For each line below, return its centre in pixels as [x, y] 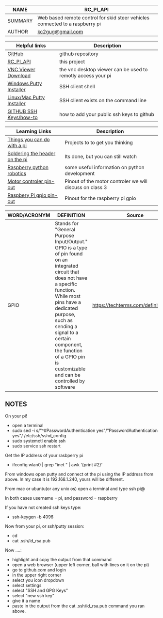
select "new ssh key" [33, 595]
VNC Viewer [21, 70]
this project [72, 62]
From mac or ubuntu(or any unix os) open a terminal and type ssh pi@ [75, 489]
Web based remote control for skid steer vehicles [93, 18]
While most [68, 296]
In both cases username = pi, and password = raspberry [61, 498]
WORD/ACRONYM [29, 215]
